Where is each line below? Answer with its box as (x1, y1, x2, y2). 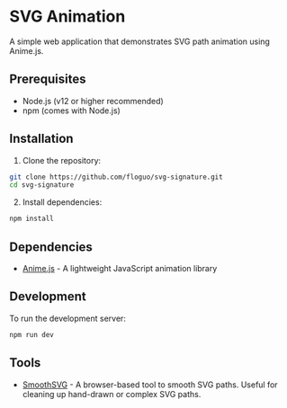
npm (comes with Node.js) (22, 105, 121, 116)
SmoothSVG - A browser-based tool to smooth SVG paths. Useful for (22, 379, 278, 390)
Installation (9, 131, 74, 146)
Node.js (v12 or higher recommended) (22, 95, 164, 106)
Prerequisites (9, 72, 86, 87)
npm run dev (9, 330, 54, 339)
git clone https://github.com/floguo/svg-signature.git (9, 173, 223, 182)
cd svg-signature (9, 181, 75, 190)
